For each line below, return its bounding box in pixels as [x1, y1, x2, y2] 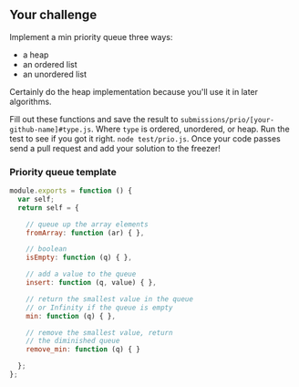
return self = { [17, 203, 79, 213]
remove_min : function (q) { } [26, 345, 141, 354]
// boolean [26, 245, 67, 254]
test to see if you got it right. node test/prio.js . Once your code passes [9, 132, 281, 144]
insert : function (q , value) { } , [26, 278, 157, 288]
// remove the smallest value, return [26, 328, 173, 337]
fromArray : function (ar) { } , [26, 228, 145, 237]
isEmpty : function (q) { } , [26, 253, 132, 263]
